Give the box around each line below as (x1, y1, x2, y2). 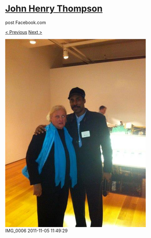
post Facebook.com (5, 19, 46, 25)
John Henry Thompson (5, 3, 103, 14)
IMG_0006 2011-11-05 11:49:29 (5, 228, 68, 234)
